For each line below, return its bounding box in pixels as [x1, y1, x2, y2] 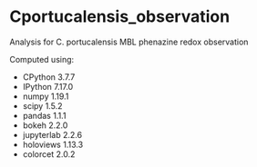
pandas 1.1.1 [22, 110, 67, 121]
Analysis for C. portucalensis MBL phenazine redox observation [9, 36, 249, 47]
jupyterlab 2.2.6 [22, 129, 83, 140]
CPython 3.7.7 [22, 71, 76, 83]
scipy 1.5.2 [22, 100, 63, 111]
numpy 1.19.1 [22, 91, 69, 102]
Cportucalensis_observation [9, 6, 231, 27]
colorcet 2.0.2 [22, 148, 76, 160]
